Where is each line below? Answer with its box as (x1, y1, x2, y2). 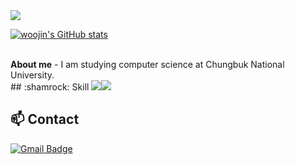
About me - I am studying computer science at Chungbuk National (10, 59, 285, 70)
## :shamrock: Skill (10, 81, 90, 93)
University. (10, 69, 55, 81)
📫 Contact (10, 111, 80, 128)
